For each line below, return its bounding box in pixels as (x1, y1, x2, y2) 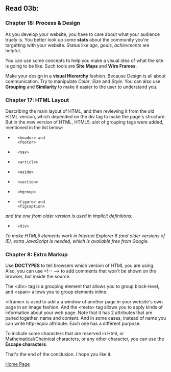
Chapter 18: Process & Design (5, 19, 81, 27)
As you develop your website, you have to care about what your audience (5, 31, 160, 37)
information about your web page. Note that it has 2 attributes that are (5, 309, 153, 316)
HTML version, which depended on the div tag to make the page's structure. (5, 113, 166, 119)
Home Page (5, 361, 30, 367)
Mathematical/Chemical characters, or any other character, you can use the (5, 336, 164, 342)
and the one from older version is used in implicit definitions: (5, 213, 133, 219)
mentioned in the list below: (5, 124, 64, 130)
